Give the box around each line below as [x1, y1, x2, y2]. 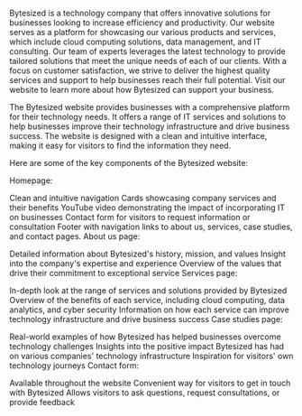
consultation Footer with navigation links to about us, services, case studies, [9, 221, 293, 232]
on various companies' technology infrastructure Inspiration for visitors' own [9, 351, 294, 361]
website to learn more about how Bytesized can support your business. [9, 85, 275, 95]
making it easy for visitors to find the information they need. [9, 140, 232, 151]
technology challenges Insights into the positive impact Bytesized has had [9, 341, 285, 351]
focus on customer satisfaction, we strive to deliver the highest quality [9, 65, 270, 76]
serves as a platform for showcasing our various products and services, [9, 27, 277, 37]
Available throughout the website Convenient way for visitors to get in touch [9, 378, 291, 388]
